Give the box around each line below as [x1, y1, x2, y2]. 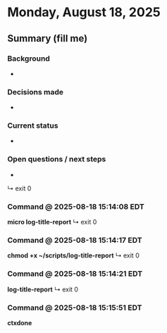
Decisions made [7, 87, 63, 97]
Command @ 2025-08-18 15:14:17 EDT [7, 235, 142, 245]
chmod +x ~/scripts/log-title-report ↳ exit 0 [7, 251, 140, 260]
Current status [7, 121, 58, 131]
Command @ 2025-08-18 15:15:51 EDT [7, 303, 142, 313]
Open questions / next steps [7, 155, 106, 164]
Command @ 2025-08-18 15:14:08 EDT [7, 202, 144, 212]
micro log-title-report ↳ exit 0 [7, 218, 97, 226]
